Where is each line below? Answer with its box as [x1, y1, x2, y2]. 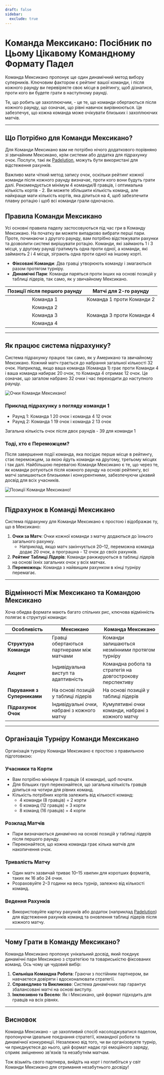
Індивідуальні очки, [52, 701, 98, 708]
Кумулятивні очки [102, 701, 145, 708]
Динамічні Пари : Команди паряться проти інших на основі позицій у [12, 271, 157, 276]
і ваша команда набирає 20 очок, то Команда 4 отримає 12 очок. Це [5, 370, 148, 376]
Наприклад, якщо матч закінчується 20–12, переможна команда [19, 544, 155, 549]
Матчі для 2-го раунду [92, 287, 149, 294]
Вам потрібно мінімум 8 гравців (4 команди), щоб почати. [12, 777, 133, 782]
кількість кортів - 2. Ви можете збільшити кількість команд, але [5, 187, 139, 193]
